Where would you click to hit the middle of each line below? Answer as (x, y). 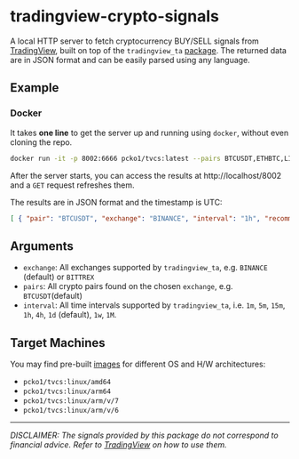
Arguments (42, 246)
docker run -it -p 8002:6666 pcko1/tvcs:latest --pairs (115, 158)
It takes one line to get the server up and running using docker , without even (149, 133)
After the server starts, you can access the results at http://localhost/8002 (146, 175)
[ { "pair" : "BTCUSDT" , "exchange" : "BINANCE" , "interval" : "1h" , (135, 218)
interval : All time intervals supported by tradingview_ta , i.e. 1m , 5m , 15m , (154, 305)
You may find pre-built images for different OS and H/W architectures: (138, 364)
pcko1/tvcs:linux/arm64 (67, 391)
